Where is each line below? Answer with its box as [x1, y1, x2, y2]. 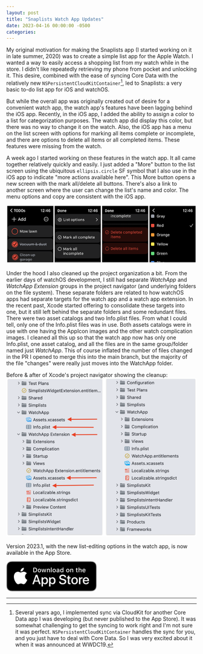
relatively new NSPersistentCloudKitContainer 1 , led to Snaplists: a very [6, 79, 182, 87]
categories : [6, 29, 36, 35]
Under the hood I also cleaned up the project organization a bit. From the [6, 270, 187, 277]
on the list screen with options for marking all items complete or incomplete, [6, 129, 195, 137]
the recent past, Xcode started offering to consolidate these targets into [6, 302, 185, 309]
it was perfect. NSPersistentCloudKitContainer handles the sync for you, [14, 628, 196, 635]
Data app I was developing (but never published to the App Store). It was [14, 615, 196, 623]
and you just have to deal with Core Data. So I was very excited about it [14, 635, 193, 642]
